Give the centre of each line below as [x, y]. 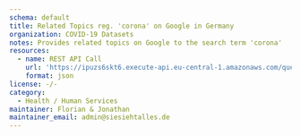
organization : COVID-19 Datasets [72, 34]
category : [28, 92]
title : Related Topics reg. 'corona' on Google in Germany [122, 26]
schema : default [39, 17]
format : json [50, 76]
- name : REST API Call [60, 59]
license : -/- [34, 84]
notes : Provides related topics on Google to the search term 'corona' [146, 42]
